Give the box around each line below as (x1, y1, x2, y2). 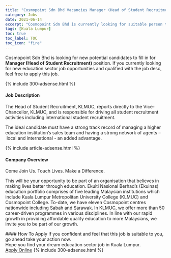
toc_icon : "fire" (5, 41, 42, 46)
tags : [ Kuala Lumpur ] (5, 26, 51, 32)
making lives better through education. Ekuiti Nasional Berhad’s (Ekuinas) (5, 183, 159, 189)
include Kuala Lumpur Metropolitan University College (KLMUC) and (5, 194, 149, 200)
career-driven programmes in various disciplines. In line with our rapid (5, 210, 153, 216)
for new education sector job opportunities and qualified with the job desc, (5, 65, 162, 71)
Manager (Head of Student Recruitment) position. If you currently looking (5, 60, 161, 66)
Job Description (5, 92, 40, 98)
